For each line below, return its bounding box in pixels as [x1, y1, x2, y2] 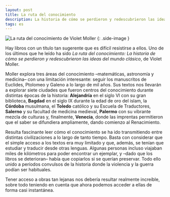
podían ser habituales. [5, 167, 52, 173]
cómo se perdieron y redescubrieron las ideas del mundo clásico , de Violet [5, 56, 162, 62]
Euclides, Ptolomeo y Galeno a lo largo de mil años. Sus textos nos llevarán [5, 82, 162, 88]
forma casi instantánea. [5, 187, 55, 193]
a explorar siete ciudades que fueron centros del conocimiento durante [5, 87, 153, 93]
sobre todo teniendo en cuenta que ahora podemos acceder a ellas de [5, 182, 152, 188]
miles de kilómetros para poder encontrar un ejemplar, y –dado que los [5, 151, 153, 157]
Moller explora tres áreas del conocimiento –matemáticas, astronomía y [5, 71, 154, 77]
